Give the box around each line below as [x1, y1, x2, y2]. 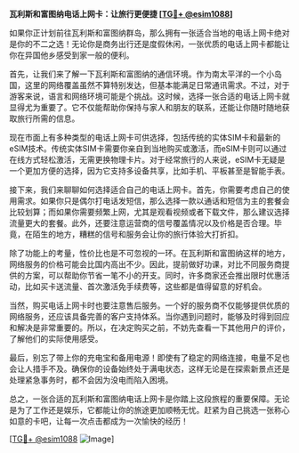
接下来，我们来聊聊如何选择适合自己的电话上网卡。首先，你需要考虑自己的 [9, 184, 282, 195]
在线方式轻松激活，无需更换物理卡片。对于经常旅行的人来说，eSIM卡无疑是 [9, 155, 286, 165]
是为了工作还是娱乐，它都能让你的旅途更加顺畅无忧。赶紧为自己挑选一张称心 [9, 405, 290, 415]
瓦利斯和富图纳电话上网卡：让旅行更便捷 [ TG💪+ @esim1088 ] [9, 9, 233, 19]
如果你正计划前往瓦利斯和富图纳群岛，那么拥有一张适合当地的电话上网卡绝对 [9, 28, 290, 38]
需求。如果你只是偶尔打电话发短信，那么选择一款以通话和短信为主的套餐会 [16, 196, 290, 206]
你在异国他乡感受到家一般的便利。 [9, 50, 134, 61]
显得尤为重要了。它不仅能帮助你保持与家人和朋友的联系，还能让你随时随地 [9, 102, 282, 112]
